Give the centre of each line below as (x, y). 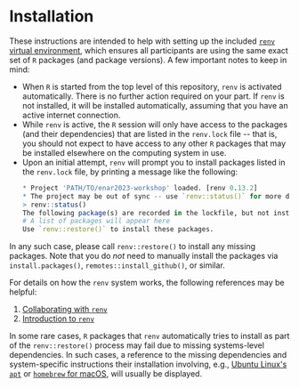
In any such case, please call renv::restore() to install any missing (133, 247)
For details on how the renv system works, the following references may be (147, 283)
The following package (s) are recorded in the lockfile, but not (145, 213)
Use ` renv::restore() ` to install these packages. (118, 230)
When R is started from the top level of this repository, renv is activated (152, 86)
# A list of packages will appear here (96, 221)
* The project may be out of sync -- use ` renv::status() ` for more (152, 196)
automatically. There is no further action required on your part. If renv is (153, 96)
